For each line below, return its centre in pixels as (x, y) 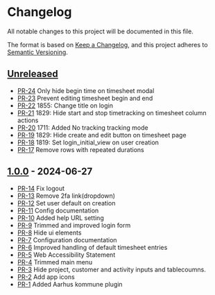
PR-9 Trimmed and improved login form (74, 225)
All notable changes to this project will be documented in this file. (101, 31)
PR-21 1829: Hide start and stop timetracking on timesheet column (112, 112)
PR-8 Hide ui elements (49, 233)
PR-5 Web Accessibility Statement (66, 255)
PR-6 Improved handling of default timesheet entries (92, 247)
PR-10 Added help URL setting (60, 218)
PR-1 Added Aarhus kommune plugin (70, 284)
